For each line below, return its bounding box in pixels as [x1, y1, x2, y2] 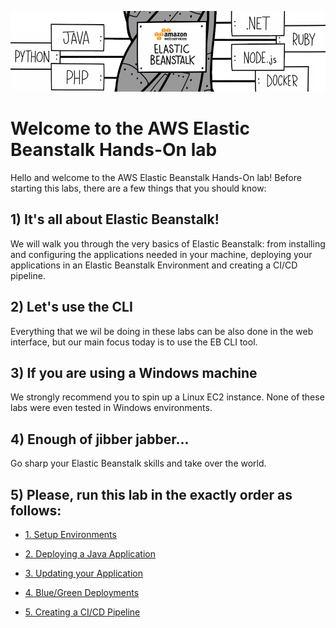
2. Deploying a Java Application [24, 548, 156, 560]
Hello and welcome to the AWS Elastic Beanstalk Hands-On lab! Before [10, 172, 302, 184]
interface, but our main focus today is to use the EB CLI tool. [10, 336, 258, 348]
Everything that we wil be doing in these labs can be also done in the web [10, 325, 314, 337]
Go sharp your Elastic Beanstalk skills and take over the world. [10, 457, 267, 470]
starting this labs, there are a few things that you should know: [10, 182, 267, 195]
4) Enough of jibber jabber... [10, 431, 190, 448]
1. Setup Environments [24, 529, 117, 541]
